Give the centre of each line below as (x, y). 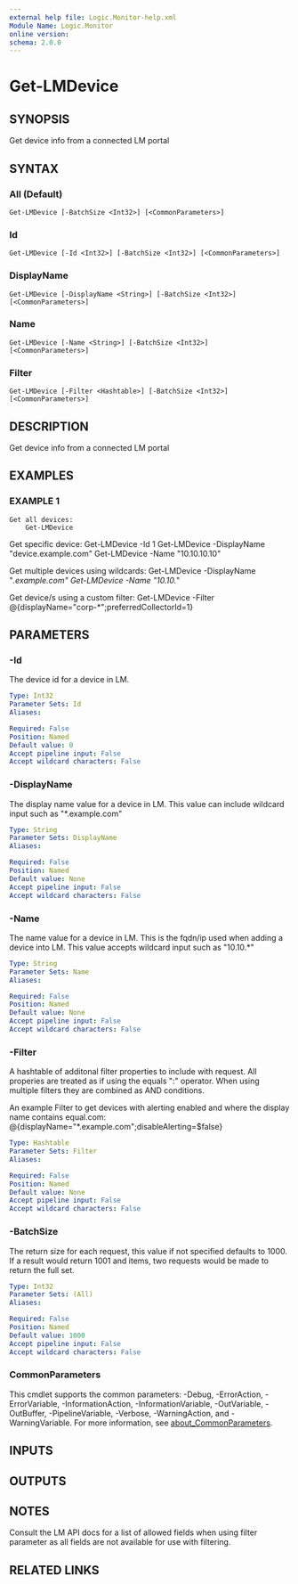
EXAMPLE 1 (35, 502)
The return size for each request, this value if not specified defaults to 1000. (148, 1251)
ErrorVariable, (35, 1403)
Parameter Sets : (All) (51, 1294)
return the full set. (42, 1270)
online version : (39, 34)
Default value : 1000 (48, 1335)
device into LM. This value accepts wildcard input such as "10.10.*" (132, 947)
